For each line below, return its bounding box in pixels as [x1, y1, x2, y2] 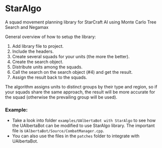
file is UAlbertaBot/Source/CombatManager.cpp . [12, 128, 104, 134]
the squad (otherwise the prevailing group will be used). [5, 94, 118, 100]
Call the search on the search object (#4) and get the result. [12, 69, 133, 75]
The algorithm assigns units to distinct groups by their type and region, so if [5, 84, 158, 89]
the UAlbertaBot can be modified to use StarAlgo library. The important [12, 123, 155, 128]
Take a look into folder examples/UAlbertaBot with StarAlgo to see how [12, 118, 156, 124]
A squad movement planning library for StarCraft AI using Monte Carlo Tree [5, 19, 157, 25]
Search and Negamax [5, 24, 49, 30]
